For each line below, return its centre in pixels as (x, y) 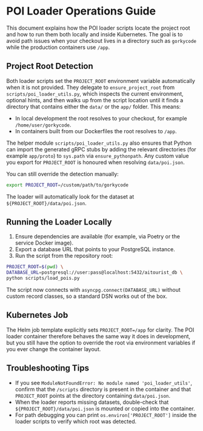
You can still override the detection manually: (63, 174)
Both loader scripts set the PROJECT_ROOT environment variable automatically (101, 81)
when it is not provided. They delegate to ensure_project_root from (91, 87)
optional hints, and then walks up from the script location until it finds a (95, 100)
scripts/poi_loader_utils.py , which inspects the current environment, (95, 94)
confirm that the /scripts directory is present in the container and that (103, 389)
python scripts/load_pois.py (43, 278)
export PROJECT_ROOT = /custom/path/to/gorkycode (68, 185)
